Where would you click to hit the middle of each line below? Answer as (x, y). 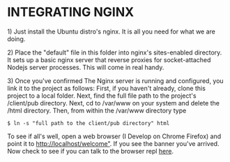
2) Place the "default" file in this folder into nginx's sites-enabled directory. (115, 52)
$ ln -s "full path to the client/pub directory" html (89, 123)
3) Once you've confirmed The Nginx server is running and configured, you (116, 80)
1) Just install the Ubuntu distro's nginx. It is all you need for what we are (112, 31)
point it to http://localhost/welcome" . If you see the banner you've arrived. (113, 143)
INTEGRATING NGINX (71, 12)
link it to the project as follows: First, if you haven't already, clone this (106, 88)
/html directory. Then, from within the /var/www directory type (97, 110)
